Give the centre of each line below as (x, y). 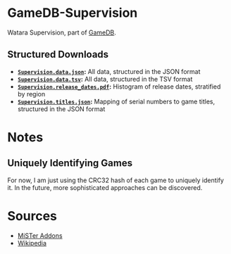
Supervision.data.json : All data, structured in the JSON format (109, 71)
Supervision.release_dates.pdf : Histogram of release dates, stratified (119, 87)
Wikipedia (32, 243)
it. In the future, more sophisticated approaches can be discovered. (105, 187)
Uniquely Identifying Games (70, 163)
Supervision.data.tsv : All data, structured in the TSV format (105, 79)
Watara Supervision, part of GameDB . (62, 32)
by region (31, 94)
